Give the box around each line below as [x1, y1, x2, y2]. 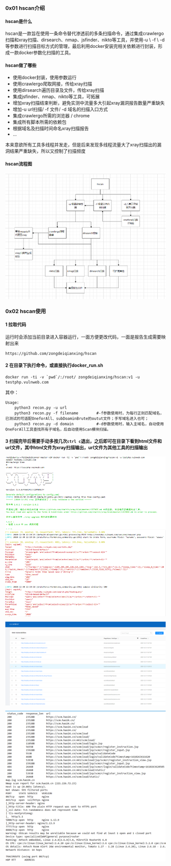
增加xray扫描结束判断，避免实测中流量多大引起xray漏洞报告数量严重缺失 [12, 100, 165, 106]
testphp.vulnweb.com [5, 379, 49, 385]
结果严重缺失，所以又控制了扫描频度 [9, 148, 85, 154]
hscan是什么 [5, 18, 32, 24]
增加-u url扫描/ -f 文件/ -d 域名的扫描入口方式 [12, 106, 108, 113]
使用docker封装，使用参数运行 [12, 74, 77, 81]
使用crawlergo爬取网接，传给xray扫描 [12, 81, 93, 87]
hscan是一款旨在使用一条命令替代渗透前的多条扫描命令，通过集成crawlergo [5, 31, 164, 37]
